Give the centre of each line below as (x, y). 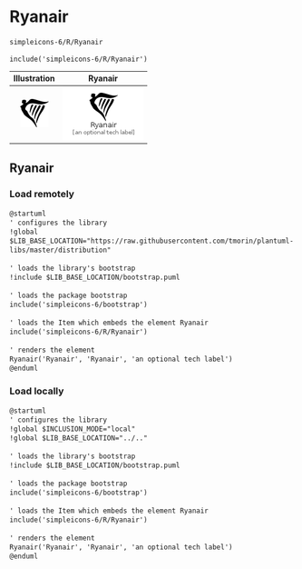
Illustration (34, 78)
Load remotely (42, 194)
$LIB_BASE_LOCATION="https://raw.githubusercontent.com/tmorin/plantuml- (152, 241)
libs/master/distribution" (60, 250)
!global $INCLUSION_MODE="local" (73, 429)
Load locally (37, 391)
